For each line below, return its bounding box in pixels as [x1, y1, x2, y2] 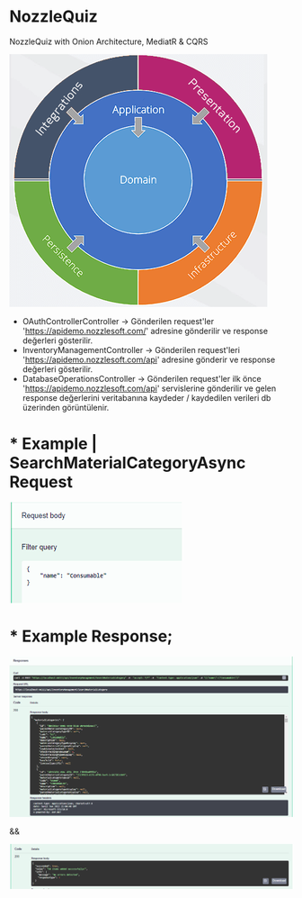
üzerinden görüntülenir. [22, 402, 110, 413]
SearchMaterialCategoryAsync [9, 453, 246, 474]
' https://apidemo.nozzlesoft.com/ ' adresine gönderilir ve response [22, 325, 268, 336]
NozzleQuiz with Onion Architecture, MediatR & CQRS [9, 36, 209, 47]
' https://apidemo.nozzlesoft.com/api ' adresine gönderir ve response [22, 354, 276, 365]
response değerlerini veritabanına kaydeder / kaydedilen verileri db [22, 392, 271, 403]
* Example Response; [9, 626, 173, 647]
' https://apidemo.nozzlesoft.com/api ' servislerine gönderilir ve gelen [22, 383, 277, 394]
